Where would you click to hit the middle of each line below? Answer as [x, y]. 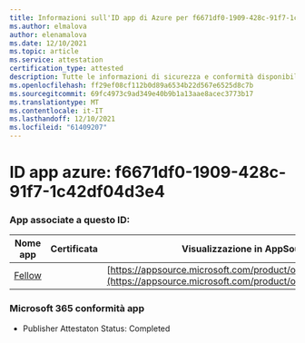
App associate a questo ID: [69, 220]
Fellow [28, 276]
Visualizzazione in [222, 249]
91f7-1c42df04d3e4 [87, 192]
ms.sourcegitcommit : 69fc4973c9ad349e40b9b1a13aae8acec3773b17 [132, 93]
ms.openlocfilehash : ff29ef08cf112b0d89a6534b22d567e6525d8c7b [132, 85]
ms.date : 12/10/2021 [49, 43]
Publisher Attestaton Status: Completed [96, 328]
